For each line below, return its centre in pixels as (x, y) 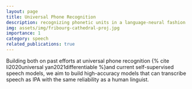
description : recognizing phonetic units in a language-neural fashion (96, 22)
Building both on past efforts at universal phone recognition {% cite (88, 61)
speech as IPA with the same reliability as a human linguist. (77, 79)
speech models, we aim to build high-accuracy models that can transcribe (96, 73)
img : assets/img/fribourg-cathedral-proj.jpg (63, 28)
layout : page (22, 11)
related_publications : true (41, 44)
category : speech (27, 39)
